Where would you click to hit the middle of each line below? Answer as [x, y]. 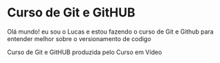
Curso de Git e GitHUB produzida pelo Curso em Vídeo [85, 52]
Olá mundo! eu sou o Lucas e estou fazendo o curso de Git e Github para [111, 32]
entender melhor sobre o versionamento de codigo [79, 38]
